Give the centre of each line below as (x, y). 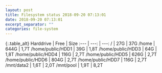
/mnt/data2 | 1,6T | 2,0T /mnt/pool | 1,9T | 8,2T (54, 65)
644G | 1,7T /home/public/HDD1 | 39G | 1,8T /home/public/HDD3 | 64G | (81, 49)
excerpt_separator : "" (29, 24)
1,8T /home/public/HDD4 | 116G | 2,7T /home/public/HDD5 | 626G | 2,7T (81, 55)
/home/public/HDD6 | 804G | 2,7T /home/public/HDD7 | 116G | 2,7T (76, 60)
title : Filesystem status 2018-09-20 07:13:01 (56, 15)
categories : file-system (32, 29)
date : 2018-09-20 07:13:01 (34, 19)
